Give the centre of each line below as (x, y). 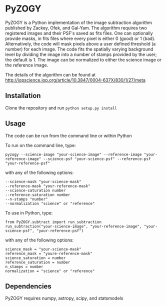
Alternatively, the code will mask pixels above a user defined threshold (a (80, 43)
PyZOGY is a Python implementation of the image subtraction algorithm (79, 22)
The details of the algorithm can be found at (50, 74)
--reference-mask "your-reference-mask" (48, 186)
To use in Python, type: (29, 212)
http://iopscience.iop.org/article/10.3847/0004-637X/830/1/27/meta (75, 80)
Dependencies (28, 286)
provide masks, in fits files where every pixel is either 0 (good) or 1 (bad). (80, 38)
